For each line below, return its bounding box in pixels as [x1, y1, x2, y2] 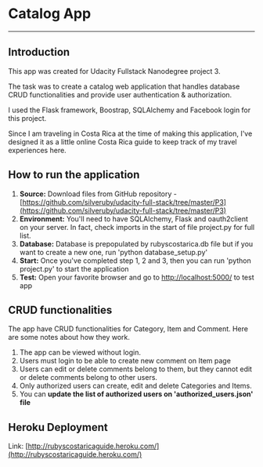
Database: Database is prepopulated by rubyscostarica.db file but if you [19, 239, 254, 248]
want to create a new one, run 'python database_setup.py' [19, 247, 208, 257]
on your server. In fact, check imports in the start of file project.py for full [19, 222, 255, 232]
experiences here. [8, 145, 67, 155]
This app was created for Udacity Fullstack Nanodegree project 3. [8, 66, 221, 75]
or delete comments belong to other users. [19, 373, 158, 382]
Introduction [8, 46, 70, 59]
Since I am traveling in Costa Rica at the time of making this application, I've [8, 129, 253, 138]
